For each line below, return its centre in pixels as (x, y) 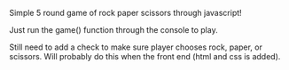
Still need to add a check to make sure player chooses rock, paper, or (136, 47)
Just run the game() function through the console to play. (114, 30)
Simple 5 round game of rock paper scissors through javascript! (125, 13)
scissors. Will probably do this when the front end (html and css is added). (145, 56)
